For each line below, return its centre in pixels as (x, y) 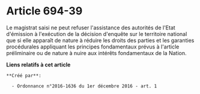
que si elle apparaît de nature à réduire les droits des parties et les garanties (100, 40)
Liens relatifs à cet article (38, 65)
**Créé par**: (24, 75)
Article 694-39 (44, 11)
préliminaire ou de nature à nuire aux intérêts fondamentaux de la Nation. (96, 53)
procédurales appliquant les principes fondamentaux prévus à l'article (93, 47)
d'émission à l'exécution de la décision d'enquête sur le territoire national (97, 34)
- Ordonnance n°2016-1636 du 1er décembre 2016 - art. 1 (84, 86)
